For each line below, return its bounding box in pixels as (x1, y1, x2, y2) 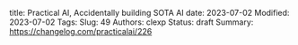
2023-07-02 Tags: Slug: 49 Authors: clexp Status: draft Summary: (9, 17, 254, 27)
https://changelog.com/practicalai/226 (9, 26, 153, 36)
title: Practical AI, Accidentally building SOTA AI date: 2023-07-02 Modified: (9, 8, 290, 18)
